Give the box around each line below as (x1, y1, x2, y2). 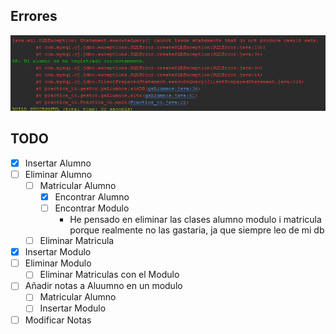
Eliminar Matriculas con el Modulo (39, 269, 180, 281)
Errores (10, 8, 58, 25)
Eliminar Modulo (24, 257, 92, 269)
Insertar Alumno (24, 157, 92, 169)
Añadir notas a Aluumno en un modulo (24, 280, 183, 292)
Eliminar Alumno (24, 168, 93, 180)
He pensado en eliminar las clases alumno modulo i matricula (69, 214, 322, 226)
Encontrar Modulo (54, 202, 130, 214)
